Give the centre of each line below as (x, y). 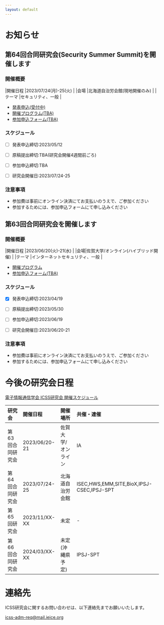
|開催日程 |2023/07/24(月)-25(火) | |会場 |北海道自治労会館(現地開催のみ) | (80, 90)
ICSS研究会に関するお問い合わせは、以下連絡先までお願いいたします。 (76, 607)
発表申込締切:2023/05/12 (37, 144)
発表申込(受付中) (29, 107)
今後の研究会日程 (40, 383)
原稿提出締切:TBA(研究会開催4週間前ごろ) (54, 155)
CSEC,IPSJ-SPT (95, 490)
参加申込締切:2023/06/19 (37, 320)
